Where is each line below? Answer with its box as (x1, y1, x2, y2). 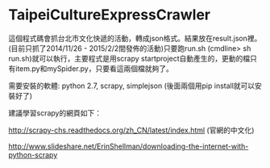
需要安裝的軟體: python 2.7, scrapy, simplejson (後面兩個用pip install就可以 (8, 81, 255, 90)
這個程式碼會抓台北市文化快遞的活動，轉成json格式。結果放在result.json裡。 (8, 33, 262, 43)
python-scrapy (8, 149, 58, 159)
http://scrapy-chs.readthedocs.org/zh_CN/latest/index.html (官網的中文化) (8, 125, 255, 135)
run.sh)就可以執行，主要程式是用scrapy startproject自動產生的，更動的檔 (8, 53, 251, 63)
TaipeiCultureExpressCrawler (8, 6, 211, 24)
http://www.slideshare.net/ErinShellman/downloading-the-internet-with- (8, 141, 249, 151)
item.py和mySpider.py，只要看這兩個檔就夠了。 (15, 63, 173, 73)
